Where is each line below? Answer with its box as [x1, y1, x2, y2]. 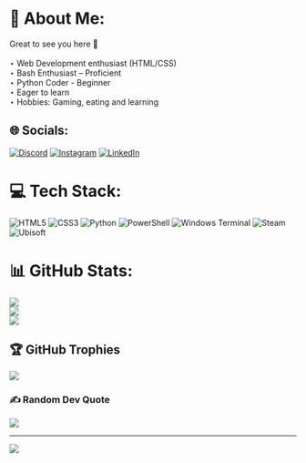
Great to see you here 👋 [9, 38, 98, 49]
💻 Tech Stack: [9, 180, 122, 201]
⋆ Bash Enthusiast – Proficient [9, 67, 121, 78]
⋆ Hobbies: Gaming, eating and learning [9, 96, 159, 108]
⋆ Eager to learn [9, 87, 70, 98]
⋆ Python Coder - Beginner [9, 77, 111, 87]
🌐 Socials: [9, 123, 69, 139]
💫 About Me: [9, 8, 106, 29]
